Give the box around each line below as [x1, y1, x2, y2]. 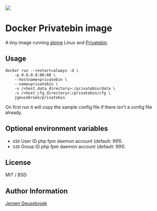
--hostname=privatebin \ [14, 77, 68, 82]
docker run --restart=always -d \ [5, 68, 79, 73]
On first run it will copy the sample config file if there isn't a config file [5, 104, 152, 110]
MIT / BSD [5, 172, 27, 178]
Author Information [5, 186, 68, 195]
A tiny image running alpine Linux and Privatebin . [5, 39, 108, 46]
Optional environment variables [5, 124, 108, 133]
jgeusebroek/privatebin [14, 95, 65, 100]
